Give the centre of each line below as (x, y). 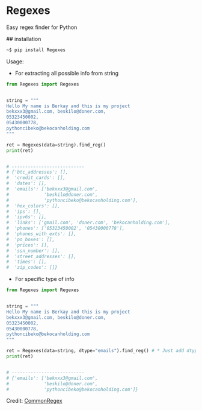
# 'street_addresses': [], (41, 256)
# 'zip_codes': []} (32, 268)
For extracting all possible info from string (67, 73)
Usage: (15, 61)
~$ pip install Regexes (36, 50)
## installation (24, 39)
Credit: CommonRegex (34, 401)
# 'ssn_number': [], (33, 251)
